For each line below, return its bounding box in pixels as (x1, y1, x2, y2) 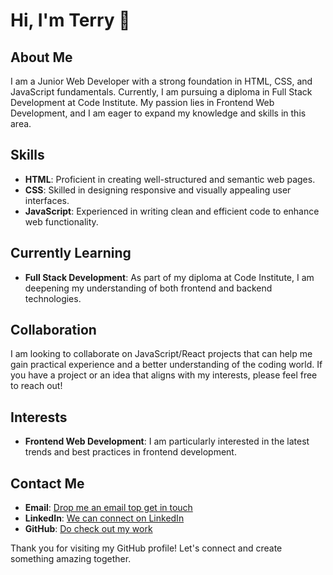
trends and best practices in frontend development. (24, 446, 237, 458)
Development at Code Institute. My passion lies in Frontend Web (10, 97, 275, 108)
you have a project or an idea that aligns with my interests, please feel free (10, 369, 318, 381)
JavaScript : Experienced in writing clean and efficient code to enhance (24, 205, 320, 217)
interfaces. (24, 194, 70, 206)
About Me (10, 49, 73, 66)
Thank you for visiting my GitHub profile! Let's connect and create (10, 542, 283, 554)
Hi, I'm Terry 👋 (10, 9, 131, 32)
